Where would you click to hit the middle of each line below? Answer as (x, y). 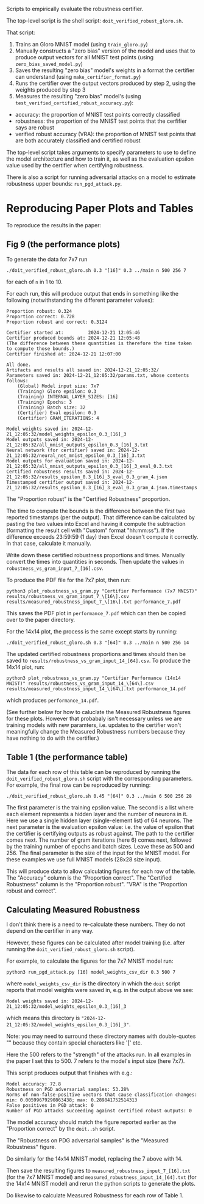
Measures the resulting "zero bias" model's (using (78, 96)
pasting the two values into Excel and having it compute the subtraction (96, 524)
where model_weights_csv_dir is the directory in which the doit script (93, 983)
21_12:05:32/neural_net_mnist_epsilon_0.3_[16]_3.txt (76, 455)
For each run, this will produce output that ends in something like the (92, 293)
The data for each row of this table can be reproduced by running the (93, 772)
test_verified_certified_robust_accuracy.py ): (74, 103)
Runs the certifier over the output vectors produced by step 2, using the (105, 83)
